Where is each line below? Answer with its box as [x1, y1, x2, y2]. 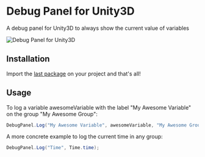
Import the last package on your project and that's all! [6, 70, 142, 77]
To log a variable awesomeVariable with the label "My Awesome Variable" [6, 103, 192, 111]
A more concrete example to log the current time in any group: [6, 133, 163, 141]
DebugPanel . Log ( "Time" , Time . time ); [6, 145, 99, 151]
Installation [6, 54, 50, 65]
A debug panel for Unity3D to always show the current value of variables [6, 24, 189, 32]
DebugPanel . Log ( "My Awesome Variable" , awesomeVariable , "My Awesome [6, 122, 187, 128]
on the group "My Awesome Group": [6, 110, 98, 117]
